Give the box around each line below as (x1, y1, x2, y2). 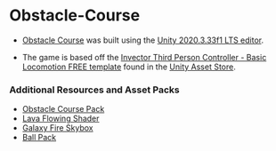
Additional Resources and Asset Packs (9, 83, 180, 96)
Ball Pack (21, 132, 57, 143)
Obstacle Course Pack (21, 104, 105, 115)
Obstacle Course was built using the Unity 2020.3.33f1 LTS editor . (21, 35, 264, 45)
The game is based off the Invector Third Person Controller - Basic (21, 52, 267, 62)
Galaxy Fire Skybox (21, 123, 93, 133)
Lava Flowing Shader (21, 113, 100, 124)
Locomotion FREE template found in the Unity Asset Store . (21, 61, 236, 72)
